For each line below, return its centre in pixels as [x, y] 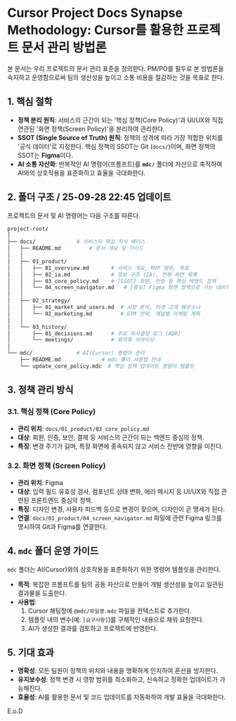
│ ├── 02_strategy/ [39, 301]
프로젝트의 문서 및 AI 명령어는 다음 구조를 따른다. [74, 215]
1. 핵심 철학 [30, 102]
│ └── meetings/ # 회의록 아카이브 [81, 340]
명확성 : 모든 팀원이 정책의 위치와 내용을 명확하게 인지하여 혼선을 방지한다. [118, 671]
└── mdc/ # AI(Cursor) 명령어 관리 [76, 353]
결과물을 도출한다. [42, 593]
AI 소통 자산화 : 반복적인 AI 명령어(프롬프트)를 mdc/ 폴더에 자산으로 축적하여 [120, 164]
